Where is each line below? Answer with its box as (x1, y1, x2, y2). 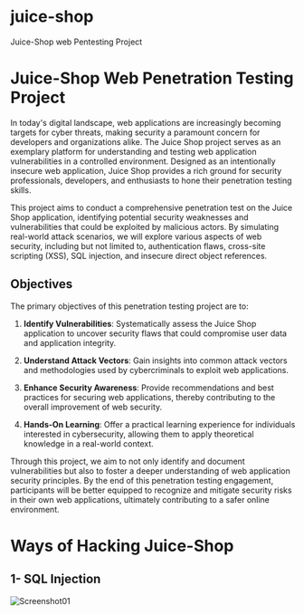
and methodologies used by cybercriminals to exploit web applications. (23, 364, 289, 375)
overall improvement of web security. (23, 401, 163, 412)
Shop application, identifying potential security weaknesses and (10, 211, 249, 223)
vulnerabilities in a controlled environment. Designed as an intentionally (10, 156, 276, 167)
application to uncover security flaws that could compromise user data (23, 328, 288, 339)
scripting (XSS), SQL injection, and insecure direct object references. (10, 250, 268, 261)
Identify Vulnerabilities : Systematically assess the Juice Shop (23, 318, 257, 329)
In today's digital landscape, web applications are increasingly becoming (10, 117, 281, 128)
